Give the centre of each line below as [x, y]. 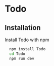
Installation [23, 28]
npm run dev [22, 58]
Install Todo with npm [27, 40]
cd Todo [17, 54]
